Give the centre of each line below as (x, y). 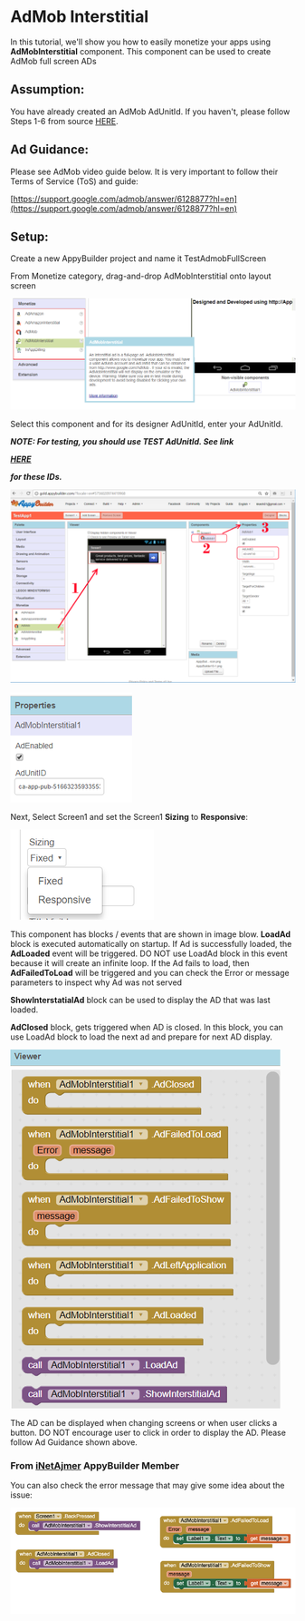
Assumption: (48, 89)
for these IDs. (36, 476)
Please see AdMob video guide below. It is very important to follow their (144, 171)
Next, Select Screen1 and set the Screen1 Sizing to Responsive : (129, 817)
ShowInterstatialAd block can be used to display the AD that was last (140, 1001)
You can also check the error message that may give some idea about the (148, 1486)
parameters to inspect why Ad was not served (96, 982)
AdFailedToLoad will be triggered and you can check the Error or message (150, 973)
